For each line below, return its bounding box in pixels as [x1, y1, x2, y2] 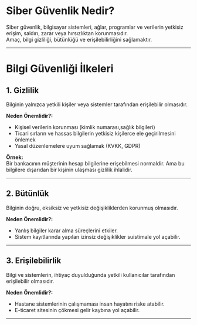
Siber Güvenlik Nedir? [6, 4, 115, 18]
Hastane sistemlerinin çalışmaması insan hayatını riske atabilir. [14, 300, 165, 307]
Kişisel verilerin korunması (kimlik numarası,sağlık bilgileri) [14, 123, 155, 130]
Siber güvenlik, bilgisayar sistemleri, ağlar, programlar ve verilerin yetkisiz [6, 23, 184, 31]
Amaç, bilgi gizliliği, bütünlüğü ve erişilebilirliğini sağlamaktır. [6, 36, 152, 43]
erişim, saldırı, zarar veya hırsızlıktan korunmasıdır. [6, 29, 128, 36]
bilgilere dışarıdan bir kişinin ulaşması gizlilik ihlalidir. [6, 166, 133, 173]
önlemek [14, 136, 36, 143]
